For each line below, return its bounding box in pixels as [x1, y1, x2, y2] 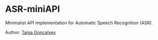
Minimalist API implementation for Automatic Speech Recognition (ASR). [5, 20, 153, 26]
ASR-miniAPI [5, 3, 60, 15]
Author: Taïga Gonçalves [5, 29, 56, 35]
